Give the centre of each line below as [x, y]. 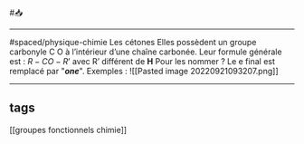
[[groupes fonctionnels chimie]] [68, 130]
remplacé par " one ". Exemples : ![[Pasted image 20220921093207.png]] [144, 71]
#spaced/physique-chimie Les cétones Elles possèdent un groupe [133, 42]
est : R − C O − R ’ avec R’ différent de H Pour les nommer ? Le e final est [142, 61]
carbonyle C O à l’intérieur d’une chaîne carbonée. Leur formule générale [146, 52]
